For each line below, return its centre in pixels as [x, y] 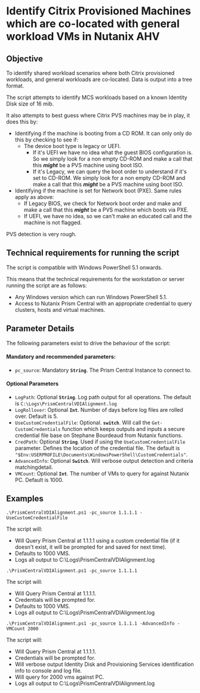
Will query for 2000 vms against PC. [59, 677]
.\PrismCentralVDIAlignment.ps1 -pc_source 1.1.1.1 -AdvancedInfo [90, 623]
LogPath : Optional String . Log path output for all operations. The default [103, 397]
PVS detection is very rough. [41, 234]
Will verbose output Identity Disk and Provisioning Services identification [104, 664]
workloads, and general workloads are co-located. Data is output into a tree [99, 79]
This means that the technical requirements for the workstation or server [96, 279]
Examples [25, 499]
